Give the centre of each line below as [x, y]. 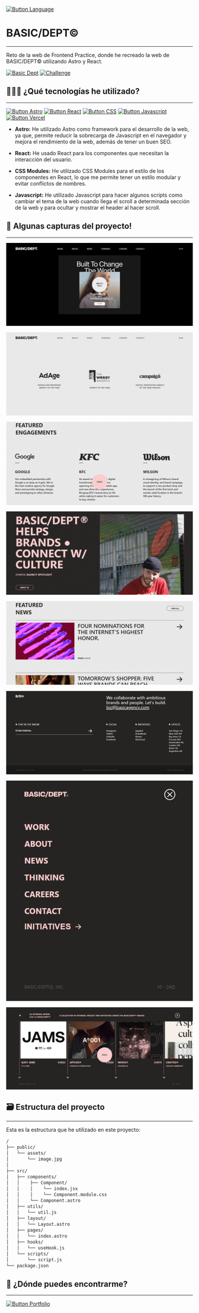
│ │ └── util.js [32, 1213]
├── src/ [17, 1171]
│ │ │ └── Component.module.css [57, 1195]
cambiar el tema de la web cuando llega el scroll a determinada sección [102, 201]
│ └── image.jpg [34, 1159]
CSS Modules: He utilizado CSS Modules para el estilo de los [89, 171]
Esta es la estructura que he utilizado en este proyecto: [73, 1130]
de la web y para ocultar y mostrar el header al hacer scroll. [87, 207]
